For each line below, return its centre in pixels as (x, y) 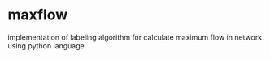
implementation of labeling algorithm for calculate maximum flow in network (135, 37)
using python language (46, 45)
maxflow (38, 15)
